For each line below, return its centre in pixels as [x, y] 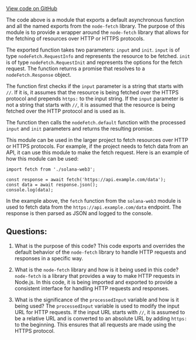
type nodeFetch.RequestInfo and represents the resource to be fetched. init [98, 56]
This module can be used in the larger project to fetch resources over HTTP [97, 140]
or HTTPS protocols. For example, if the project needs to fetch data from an [97, 146]
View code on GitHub [32, 8]
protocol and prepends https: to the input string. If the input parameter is [95, 98]
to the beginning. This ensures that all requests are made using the [95, 324]
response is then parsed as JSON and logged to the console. [80, 213]
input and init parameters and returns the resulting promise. [80, 129]
